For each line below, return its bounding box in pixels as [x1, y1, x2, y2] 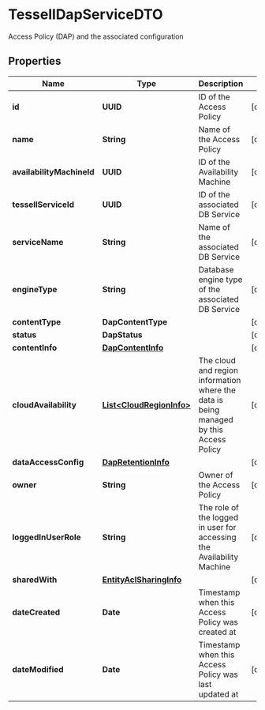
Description [198, 77, 244, 88]
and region [198, 365, 239, 376]
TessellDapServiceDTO [8, 6, 163, 24]
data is [198, 394, 223, 405]
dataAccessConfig [12, 456, 84, 468]
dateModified [12, 663, 65, 674]
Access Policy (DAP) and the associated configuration [8, 32, 184, 41]
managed [198, 414, 234, 425]
